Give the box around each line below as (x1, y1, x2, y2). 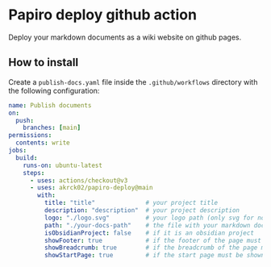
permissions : (8, 131, 52, 140)
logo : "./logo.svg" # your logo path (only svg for (44, 214, 254, 222)
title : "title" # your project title (44, 199, 219, 207)
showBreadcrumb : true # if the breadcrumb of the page (44, 244, 258, 252)
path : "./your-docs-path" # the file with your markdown (44, 221, 251, 229)
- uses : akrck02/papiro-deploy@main (29, 184, 153, 192)
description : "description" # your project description (44, 207, 240, 215)
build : (15, 153, 38, 162)
